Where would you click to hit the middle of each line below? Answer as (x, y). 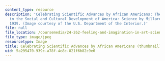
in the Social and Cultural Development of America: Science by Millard (85, 19)
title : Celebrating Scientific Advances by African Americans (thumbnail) (83, 46)
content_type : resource (29, 10)
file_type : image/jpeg (28, 37)
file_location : (21, 32)
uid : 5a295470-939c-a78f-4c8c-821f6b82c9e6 (50, 51)
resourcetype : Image (26, 42)
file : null (16, 28)
